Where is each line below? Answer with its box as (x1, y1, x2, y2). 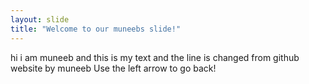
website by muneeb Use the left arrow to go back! (10, 62, 217, 74)
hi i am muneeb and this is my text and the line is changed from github (10, 51, 300, 63)
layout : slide (10, 14, 70, 25)
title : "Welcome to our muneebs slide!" (10, 24, 182, 34)
